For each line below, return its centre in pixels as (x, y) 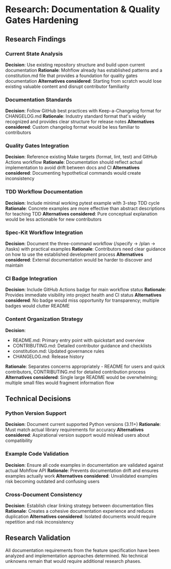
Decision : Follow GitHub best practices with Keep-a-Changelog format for (83, 111)
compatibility (19, 441)
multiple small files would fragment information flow (60, 383)
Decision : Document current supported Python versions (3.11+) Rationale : (83, 424)
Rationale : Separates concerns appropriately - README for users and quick (85, 366)
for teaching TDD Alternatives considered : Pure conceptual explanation (81, 214)
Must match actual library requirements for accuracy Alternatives (75, 430)
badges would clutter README (38, 306)
